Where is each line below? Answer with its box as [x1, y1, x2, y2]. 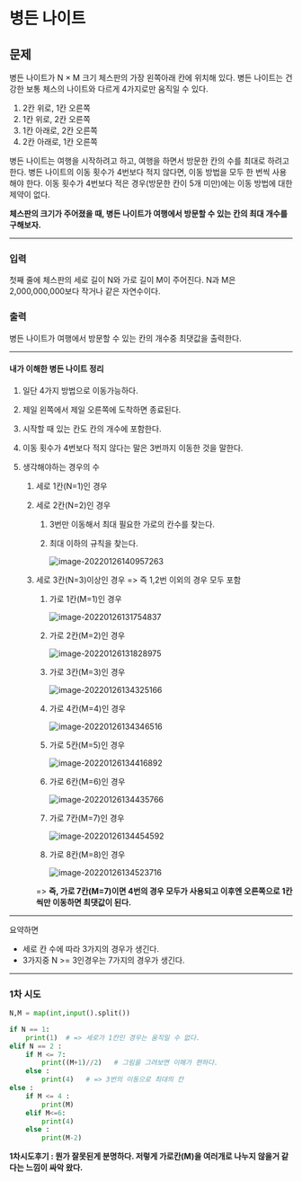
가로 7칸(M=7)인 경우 [49, 812, 125, 823]
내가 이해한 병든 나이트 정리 [9, 363, 104, 374]
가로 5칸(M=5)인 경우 [49, 739, 126, 750]
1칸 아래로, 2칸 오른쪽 [22, 125, 98, 136]
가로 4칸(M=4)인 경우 [49, 703, 126, 714]
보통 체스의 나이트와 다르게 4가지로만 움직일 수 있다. [25, 84, 209, 94]
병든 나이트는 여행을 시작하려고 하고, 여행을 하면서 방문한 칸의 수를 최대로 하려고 [9, 155, 290, 166]
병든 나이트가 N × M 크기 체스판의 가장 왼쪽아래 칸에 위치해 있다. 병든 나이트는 [9, 73, 283, 83]
